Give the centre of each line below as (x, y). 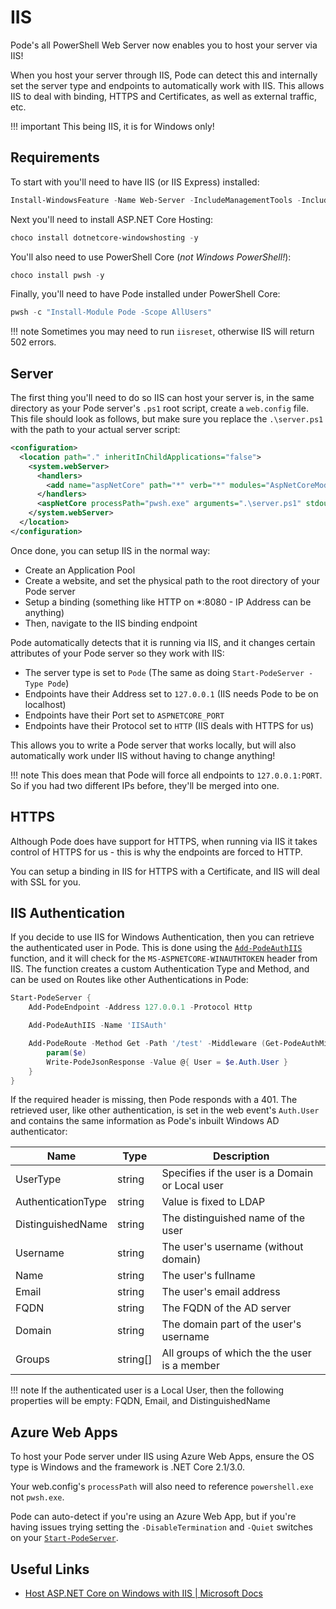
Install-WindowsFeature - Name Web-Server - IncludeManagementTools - (156, 200)
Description (241, 1156)
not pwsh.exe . (37, 1497)
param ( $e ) (66, 1052)
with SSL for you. (46, 882)
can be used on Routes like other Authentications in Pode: (129, 980)
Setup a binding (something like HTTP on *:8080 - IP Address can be (168, 602)
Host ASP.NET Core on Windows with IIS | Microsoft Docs (143, 1593)
